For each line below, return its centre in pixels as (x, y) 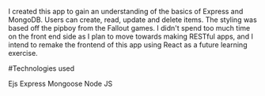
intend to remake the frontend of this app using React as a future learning (128, 45)
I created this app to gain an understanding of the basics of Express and (126, 11)
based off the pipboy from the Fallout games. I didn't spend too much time (129, 28)
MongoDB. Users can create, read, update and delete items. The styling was (132, 20)
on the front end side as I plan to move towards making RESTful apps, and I (131, 36)
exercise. (23, 53)
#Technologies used (42, 68)
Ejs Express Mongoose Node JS (61, 83)
